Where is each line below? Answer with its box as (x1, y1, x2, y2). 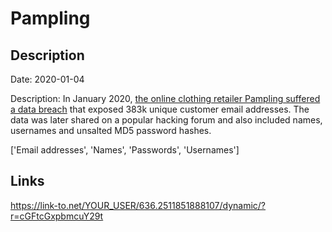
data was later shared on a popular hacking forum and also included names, (10, 114, 323, 126)
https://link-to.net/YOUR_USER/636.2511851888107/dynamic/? (10, 199, 267, 211)
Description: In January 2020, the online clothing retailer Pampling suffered (10, 93, 321, 104)
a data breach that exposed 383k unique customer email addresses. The (10, 103, 310, 115)
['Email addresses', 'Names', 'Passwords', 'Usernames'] (10, 144, 240, 156)
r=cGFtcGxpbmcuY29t (10, 210, 104, 222)
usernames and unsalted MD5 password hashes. (10, 125, 212, 136)
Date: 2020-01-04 (10, 73, 85, 85)
